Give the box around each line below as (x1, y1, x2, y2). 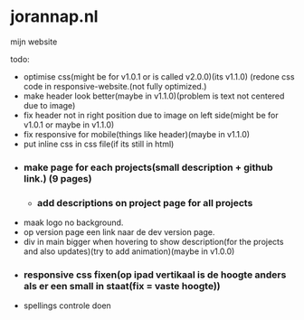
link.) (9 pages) (23, 172, 92, 184)
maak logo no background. (23, 217, 124, 228)
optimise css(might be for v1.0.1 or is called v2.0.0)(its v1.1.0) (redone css (23, 71, 295, 82)
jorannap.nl (10, 6, 99, 27)
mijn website (10, 36, 58, 47)
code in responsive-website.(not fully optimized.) (23, 80, 207, 91)
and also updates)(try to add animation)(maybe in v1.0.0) (23, 246, 235, 257)
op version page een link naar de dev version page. (23, 227, 215, 238)
